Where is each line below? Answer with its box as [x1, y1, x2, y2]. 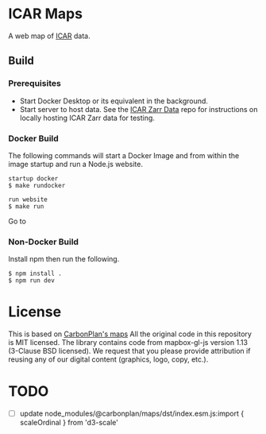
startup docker [8, 174, 59, 183]
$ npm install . [8, 269, 62, 278]
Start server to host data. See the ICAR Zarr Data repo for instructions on [19, 104, 258, 114]
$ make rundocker [8, 181, 66, 189]
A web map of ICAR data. [8, 31, 91, 41]
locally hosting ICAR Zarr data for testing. [19, 113, 155, 122]
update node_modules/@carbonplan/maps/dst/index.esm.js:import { [19, 409, 245, 418]
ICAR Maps [8, 5, 83, 23]
